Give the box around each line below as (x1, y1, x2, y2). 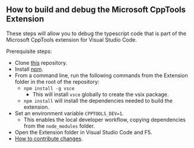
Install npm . (14, 65, 43, 73)
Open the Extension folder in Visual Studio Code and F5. (14, 128, 152, 136)
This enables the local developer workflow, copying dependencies (23, 116, 186, 123)
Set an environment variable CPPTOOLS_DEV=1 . (14, 109, 124, 116)
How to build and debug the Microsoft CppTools (6, 5, 186, 15)
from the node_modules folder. (23, 122, 95, 130)
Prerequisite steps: (6, 48, 52, 55)
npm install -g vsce (23, 86, 75, 92)
